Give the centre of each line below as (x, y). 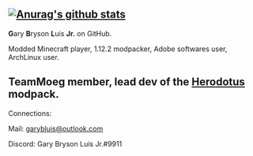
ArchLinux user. (34, 57)
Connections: (30, 113)
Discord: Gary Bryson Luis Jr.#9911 (65, 143)
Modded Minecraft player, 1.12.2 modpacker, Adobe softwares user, (118, 49)
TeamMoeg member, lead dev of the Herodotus (126, 82)
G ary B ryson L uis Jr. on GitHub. (60, 33)
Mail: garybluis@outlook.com (56, 128)
